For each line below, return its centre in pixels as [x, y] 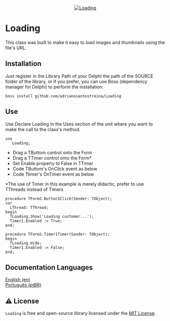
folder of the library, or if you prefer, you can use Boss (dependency [76, 81]
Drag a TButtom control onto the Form [52, 152]
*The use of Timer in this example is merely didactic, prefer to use [75, 184]
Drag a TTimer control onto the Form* [52, 158]
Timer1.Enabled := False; [37, 247]
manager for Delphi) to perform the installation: [55, 87]
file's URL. [16, 48]
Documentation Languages [49, 267]
